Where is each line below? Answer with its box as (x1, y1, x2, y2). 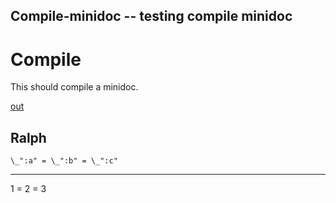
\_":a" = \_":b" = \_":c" (10, 156, 118, 166)
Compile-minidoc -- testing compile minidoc (10, 8, 293, 25)
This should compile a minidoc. (10, 81, 139, 93)
